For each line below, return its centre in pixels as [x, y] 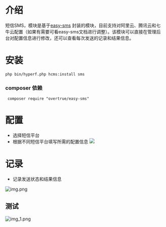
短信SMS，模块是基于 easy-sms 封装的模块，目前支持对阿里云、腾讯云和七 [83, 25]
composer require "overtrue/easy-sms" [48, 99]
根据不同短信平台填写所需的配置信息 [50, 142]
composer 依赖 [24, 88]
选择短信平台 [26, 135]
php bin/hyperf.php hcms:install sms [45, 74]
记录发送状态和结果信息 [37, 179]
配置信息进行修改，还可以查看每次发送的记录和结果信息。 [74, 38]
